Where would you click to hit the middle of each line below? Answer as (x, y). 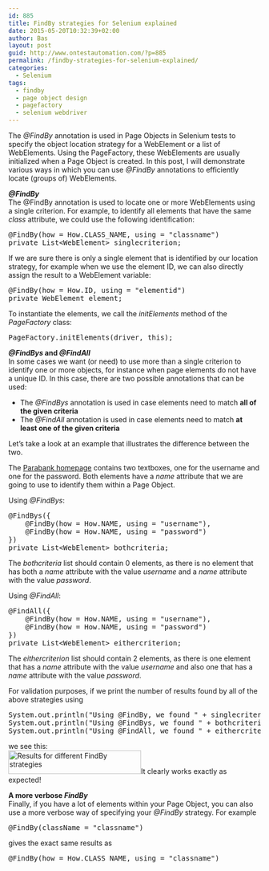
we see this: (28, 746)
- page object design (52, 98)
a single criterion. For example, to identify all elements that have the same (130, 211)
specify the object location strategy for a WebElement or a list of (114, 144)
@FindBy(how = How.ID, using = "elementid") (97, 290)
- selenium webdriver (52, 113)
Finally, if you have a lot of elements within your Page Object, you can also (131, 804)
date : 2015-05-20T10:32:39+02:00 (64, 31)
